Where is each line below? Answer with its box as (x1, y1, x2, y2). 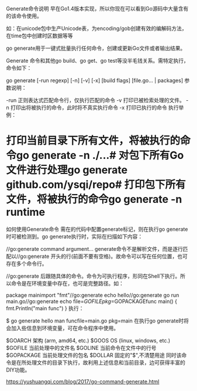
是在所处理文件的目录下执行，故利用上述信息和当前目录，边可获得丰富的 (11, 359, 185, 366)
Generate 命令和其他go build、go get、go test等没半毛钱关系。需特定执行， (6, 57, 189, 64)
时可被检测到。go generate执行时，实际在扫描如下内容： (6, 233, 143, 240)
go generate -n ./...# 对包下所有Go (16, 149, 184, 162)
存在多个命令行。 (6, 260, 47, 267)
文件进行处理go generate (6, 164, 127, 177)
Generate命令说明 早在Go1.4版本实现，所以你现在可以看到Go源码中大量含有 (6, 5, 189, 12)
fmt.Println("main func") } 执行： (6, 304, 84, 312)
